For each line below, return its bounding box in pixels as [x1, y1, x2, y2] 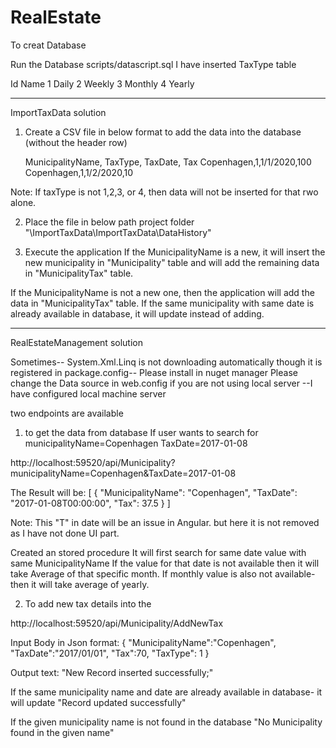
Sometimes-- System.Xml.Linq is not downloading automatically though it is [10, 356, 323, 368]
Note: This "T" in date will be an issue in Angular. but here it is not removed [10, 516, 320, 528]
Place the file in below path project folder [24, 216, 195, 228]
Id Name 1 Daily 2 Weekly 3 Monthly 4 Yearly [10, 77, 195, 90]
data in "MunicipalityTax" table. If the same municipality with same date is [10, 297, 315, 309]
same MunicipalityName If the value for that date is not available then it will [10, 557, 320, 569]
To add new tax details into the [24, 597, 152, 610]
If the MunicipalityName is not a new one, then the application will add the [10, 286, 315, 298]
